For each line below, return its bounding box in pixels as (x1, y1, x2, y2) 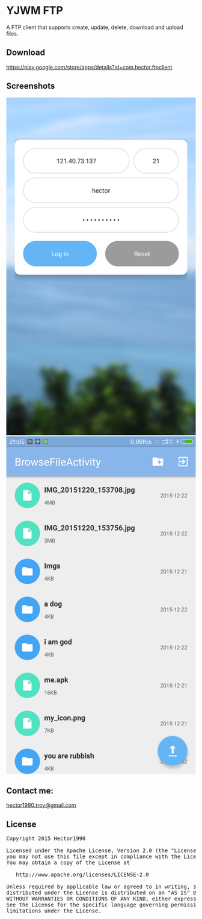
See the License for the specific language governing (6, 902, 168, 908)
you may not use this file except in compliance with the (6, 853, 181, 860)
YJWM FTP (6, 4, 63, 17)
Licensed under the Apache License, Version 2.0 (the (6, 847, 168, 854)
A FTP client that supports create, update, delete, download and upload (6, 24, 183, 31)
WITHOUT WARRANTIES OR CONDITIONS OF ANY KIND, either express (6, 895, 197, 902)
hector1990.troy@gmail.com (6, 801, 76, 809)
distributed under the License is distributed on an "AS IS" (6, 889, 191, 896)
